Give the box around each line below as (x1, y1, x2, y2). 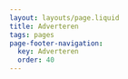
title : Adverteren (9, 22, 79, 31)
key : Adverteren (17, 47, 79, 56)
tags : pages (9, 30, 54, 39)
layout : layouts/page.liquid (9, 13, 120, 23)
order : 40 (17, 55, 54, 64)
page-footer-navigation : (9, 38, 103, 48)
